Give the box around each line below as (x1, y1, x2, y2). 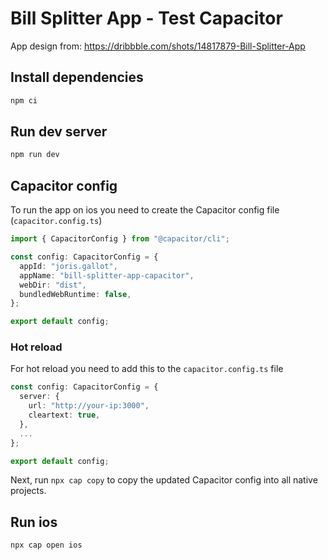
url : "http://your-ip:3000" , (28, 401, 150, 411)
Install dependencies (10, 69, 144, 86)
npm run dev (10, 150, 60, 160)
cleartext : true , (28, 410, 101, 421)
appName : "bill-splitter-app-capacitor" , (19, 270, 195, 281)
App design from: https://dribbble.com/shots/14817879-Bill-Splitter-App (10, 40, 306, 52)
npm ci (10, 95, 38, 106)
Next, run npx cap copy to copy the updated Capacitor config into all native (10, 474, 318, 486)
